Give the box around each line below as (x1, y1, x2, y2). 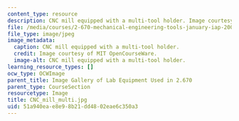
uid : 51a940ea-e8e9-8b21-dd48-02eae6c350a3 (7, 103, 139, 110)
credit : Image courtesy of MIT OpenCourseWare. (14, 51, 158, 58)
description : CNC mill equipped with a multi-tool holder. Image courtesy (7, 17, 234, 24)
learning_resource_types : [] (7, 63, 94, 70)
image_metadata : (7, 37, 55, 44)
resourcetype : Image (7, 90, 69, 97)
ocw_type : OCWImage (7, 70, 65, 77)
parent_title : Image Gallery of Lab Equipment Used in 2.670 (7, 76, 193, 84)
